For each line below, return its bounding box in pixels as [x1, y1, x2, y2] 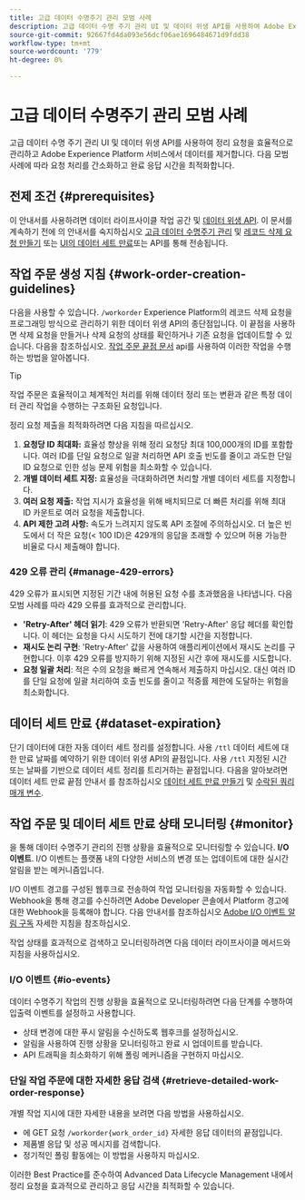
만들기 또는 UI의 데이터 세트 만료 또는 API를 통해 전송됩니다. [18, 237, 229, 248]
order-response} [9, 1086, 85, 1098]
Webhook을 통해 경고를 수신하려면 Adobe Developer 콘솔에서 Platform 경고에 [9, 895, 290, 906]
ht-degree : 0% [9, 55, 64, 64]
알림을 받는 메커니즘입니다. [9, 864, 104, 876]
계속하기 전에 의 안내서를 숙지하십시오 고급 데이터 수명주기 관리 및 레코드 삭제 [9, 226, 283, 237]
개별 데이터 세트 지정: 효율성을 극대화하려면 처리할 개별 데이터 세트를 [22, 473, 265, 484]
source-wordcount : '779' [9, 47, 103, 56]
